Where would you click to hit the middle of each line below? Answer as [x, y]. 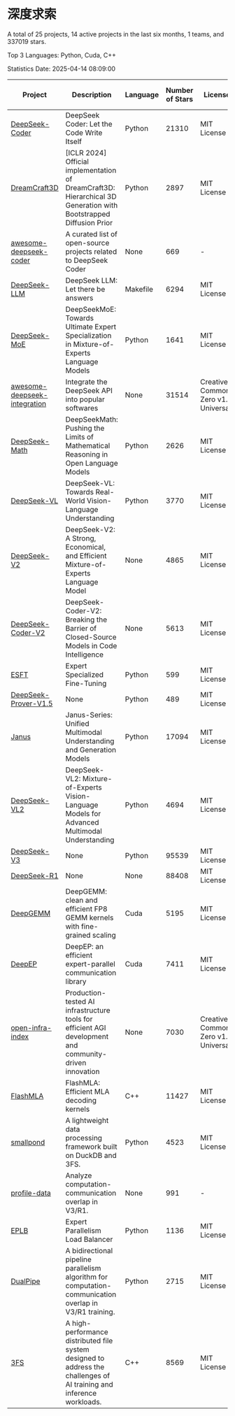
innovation [83, 1071]
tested [76, 1001]
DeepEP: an [84, 946]
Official [77, 162]
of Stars [180, 99]
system [77, 1349]
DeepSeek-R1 [35, 875]
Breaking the [86, 620]
